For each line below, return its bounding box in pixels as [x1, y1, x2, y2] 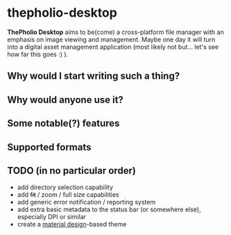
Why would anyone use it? [7, 94, 123, 106]
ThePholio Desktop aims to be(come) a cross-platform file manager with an [7, 28, 224, 36]
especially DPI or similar [17, 213, 87, 221]
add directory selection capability [17, 183, 113, 192]
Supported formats [7, 141, 92, 153]
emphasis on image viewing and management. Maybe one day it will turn [7, 35, 216, 43]
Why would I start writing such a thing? [7, 70, 180, 82]
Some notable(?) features [7, 117, 120, 129]
